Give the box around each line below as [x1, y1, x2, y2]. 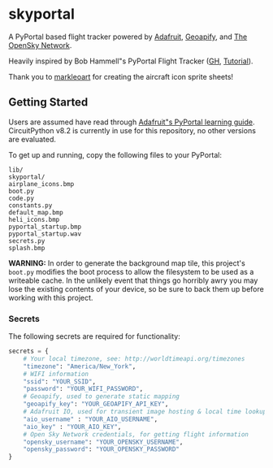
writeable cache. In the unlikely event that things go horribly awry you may [8, 275, 258, 285]
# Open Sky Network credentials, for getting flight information [23, 430, 249, 439]
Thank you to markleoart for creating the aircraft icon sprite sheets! [8, 71, 234, 81]
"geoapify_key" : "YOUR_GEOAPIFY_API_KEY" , [23, 400, 169, 409]
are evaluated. [8, 134, 57, 144]
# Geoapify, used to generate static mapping [23, 392, 180, 401]
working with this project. [8, 292, 93, 302]
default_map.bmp [8, 208, 63, 216]
